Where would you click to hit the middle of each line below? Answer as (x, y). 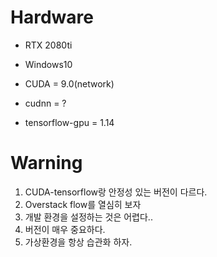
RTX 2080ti (48, 45)
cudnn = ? (45, 103)
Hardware (52, 17)
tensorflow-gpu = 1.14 (69, 122)
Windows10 (48, 64)
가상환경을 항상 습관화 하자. (78, 242)
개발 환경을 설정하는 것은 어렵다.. (88, 217)
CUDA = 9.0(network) (69, 83)
